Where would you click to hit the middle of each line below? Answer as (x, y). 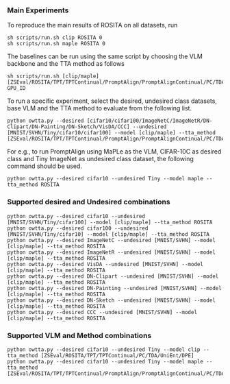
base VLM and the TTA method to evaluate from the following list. (100, 108)
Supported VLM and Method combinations (79, 335)
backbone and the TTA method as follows (66, 64)
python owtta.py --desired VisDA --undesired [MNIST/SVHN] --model (105, 264)
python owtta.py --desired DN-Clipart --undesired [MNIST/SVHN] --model (113, 276)
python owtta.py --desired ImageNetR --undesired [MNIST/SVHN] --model (111, 252)
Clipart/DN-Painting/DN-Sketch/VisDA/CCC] (68, 127)
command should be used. (44, 166)
